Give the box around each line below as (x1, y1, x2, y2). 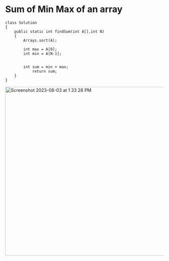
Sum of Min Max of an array (5, 4, 123, 15)
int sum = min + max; (23, 64, 69, 69)
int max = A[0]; (23, 46, 57, 51)
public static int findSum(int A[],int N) (14, 29, 105, 34)
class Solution (5, 20, 37, 25)
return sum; (32, 69, 57, 74)
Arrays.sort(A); (23, 38, 57, 43)
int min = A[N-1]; (23, 51, 62, 56)
